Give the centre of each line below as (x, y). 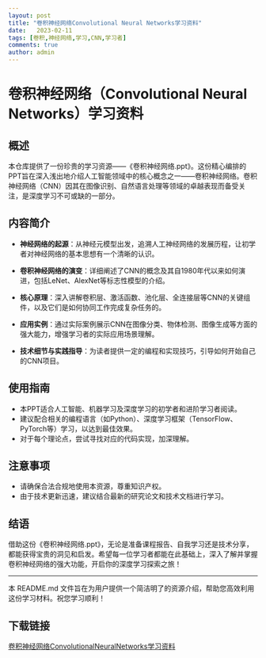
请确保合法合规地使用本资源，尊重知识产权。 (93, 486)
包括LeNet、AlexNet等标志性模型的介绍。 (101, 280)
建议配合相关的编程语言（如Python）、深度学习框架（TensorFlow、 (128, 419)
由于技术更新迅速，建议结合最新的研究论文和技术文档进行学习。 (123, 496)
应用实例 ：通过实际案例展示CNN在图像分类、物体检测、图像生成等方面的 (139, 324)
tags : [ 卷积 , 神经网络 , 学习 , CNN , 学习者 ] (67, 38)
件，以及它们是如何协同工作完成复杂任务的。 (93, 307)
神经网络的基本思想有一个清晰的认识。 (96, 254)
